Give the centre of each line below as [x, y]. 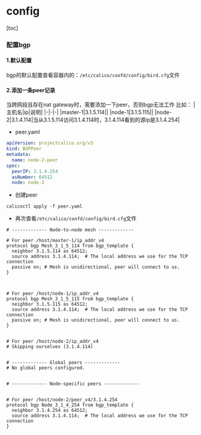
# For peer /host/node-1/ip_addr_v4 [52, 294]
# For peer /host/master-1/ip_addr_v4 [55, 241]
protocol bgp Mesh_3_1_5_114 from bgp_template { [70, 246]
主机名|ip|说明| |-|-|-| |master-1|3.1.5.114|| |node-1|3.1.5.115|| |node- [89, 112]
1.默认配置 [19, 60]
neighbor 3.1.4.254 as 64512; [50, 411]
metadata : [19, 155]
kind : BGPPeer [24, 149]
